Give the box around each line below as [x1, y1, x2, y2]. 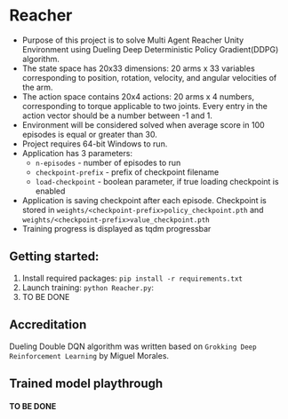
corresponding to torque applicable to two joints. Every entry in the [21, 100, 268, 111]
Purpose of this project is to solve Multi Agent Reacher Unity [21, 35, 244, 45]
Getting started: [9, 249, 100, 265]
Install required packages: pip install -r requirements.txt [21, 273, 243, 283]
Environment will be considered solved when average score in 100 [21, 119, 265, 130]
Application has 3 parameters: [21, 147, 133, 158]
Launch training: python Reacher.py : [21, 281, 154, 293]
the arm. [21, 82, 53, 92]
